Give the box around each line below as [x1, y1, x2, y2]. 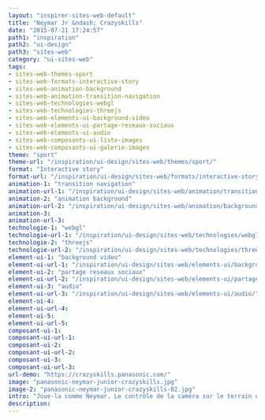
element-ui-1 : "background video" [8, 253, 122, 261]
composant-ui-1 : [8, 326, 62, 335]
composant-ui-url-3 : [8, 363, 77, 371]
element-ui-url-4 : [8, 304, 69, 312]
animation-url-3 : [8, 217, 65, 225]
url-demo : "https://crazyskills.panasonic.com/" [8, 370, 171, 378]
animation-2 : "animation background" [8, 195, 132, 203]
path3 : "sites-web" [8, 48, 73, 56]
